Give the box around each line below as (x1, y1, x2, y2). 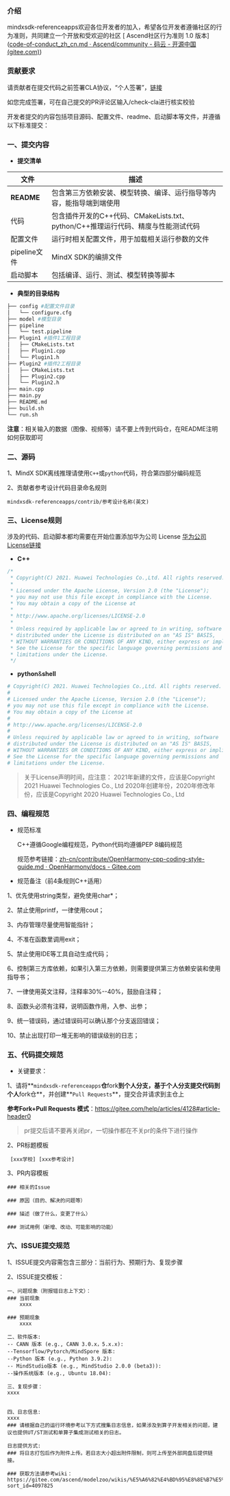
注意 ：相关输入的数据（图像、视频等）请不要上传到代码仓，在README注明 (7, 424, 218, 433)
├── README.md (7, 399, 48, 406)
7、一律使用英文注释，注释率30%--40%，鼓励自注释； (7, 987, 163, 996)
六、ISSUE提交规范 (7, 1241, 71, 1250)
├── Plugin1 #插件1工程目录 (7, 335, 81, 342)
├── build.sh (7, 405, 44, 412)
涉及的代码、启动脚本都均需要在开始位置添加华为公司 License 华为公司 (7, 533, 207, 541)
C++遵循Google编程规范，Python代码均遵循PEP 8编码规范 (16, 841, 183, 849)
